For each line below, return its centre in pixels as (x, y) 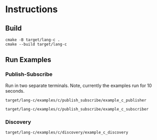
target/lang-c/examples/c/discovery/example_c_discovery (67, 132)
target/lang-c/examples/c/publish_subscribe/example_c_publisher (76, 100)
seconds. (15, 91)
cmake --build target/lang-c (36, 44)
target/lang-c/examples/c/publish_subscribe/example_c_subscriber (77, 109)
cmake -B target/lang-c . (33, 40)
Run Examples (28, 60)
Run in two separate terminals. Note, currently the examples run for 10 (79, 86)
